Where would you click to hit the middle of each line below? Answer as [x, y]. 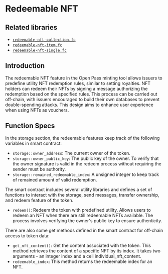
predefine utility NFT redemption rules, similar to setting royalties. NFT [78, 83]
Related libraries [31, 27]
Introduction [25, 66]
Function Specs [30, 126]
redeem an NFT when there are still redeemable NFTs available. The [83, 215]
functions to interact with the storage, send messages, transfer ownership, [82, 195]
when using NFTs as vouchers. [37, 110]
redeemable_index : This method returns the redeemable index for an [82, 261]
